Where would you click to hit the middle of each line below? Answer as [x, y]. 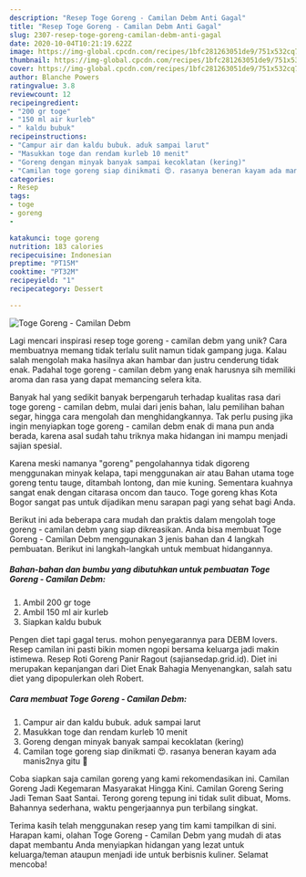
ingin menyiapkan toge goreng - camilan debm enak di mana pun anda [142, 426]
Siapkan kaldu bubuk [62, 621]
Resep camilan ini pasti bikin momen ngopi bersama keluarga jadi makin [144, 649]
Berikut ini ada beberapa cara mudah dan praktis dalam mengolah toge [143, 519]
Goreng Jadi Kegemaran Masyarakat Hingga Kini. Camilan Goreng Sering [147, 788]
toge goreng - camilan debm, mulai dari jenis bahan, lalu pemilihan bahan [147, 406]
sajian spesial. [36, 445]
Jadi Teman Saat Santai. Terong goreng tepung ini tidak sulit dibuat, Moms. [150, 798]
